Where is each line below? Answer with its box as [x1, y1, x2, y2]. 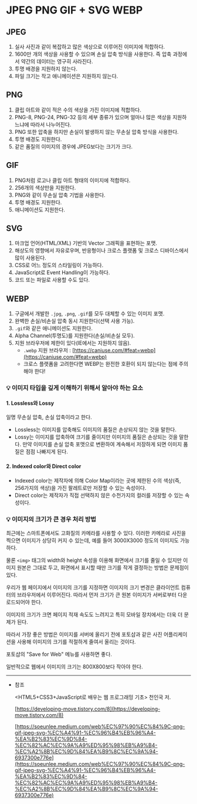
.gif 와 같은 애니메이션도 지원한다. [14, 325, 93, 332]
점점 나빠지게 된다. [25, 448, 69, 455]
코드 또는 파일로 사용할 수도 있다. [14, 277, 90, 284]
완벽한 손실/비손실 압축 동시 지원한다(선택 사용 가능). [14, 318, 135, 325]
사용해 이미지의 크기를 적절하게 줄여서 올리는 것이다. [16, 638, 136, 645]
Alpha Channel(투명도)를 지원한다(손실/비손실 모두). [14, 332, 135, 339]
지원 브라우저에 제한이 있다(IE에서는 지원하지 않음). [14, 339, 131, 347]
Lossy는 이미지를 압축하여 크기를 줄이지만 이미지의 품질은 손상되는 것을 [14, 433, 178, 440]
